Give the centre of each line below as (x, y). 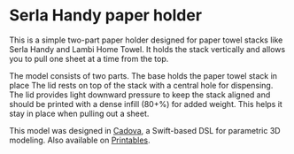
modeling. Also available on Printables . (80, 140)
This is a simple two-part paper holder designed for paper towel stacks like (146, 40)
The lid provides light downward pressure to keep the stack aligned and (140, 95)
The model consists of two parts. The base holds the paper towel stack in (143, 75)
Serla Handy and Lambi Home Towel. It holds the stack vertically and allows (147, 49)
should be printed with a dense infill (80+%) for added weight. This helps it (146, 104)
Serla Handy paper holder (105, 15)
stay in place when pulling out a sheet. (79, 113)
